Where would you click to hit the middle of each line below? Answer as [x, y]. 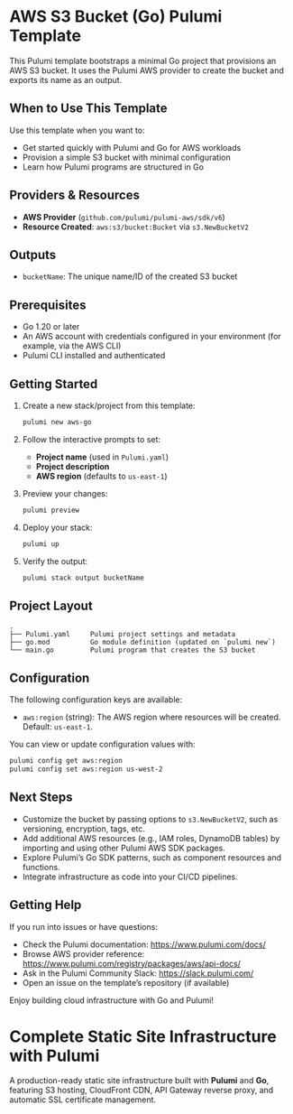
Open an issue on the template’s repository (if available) [126, 982]
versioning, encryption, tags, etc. [84, 829]
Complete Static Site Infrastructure [143, 1036]
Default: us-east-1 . [57, 727]
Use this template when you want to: [78, 130]
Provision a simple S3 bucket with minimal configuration [127, 157]
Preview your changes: [65, 493]
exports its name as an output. [66, 79]
